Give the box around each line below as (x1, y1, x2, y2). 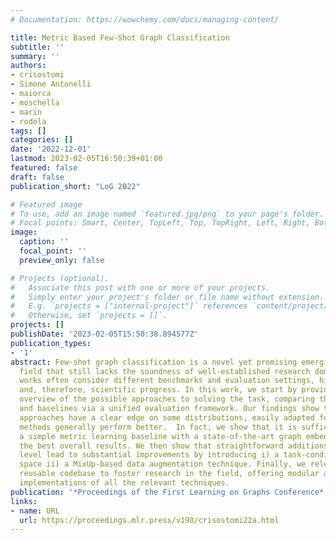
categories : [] (10, 135, 74, 145)
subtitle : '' (10, 42, 65, 52)
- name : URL (10, 506, 60, 516)
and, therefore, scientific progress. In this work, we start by (19, 385, 298, 395)
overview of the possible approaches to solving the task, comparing (19, 394, 315, 405)
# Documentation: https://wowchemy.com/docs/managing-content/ (10, 14, 280, 25)
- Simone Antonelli (10, 79, 92, 90)
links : (10, 496, 38, 506)
